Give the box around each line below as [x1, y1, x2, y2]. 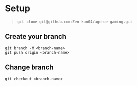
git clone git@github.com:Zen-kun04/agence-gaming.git [17, 19, 133, 24]
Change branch [5, 63, 54, 72]
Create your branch [5, 32, 67, 41]
